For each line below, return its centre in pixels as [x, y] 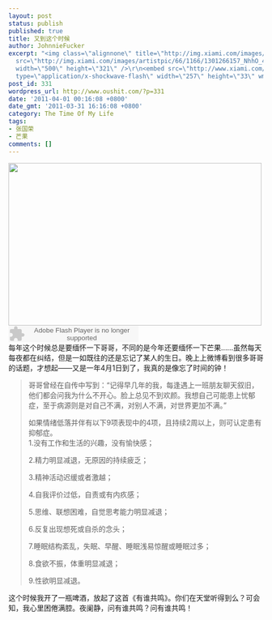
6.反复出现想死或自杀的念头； [78, 528]
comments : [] [30, 144]
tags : [17, 122]
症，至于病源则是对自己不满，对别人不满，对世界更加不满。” [127, 405]
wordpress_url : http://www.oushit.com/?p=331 [86, 91]
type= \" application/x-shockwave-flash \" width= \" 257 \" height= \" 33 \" [135, 76]
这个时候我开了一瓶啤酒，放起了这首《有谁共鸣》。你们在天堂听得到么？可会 [134, 597]
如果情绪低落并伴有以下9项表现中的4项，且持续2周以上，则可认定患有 [145, 422]
